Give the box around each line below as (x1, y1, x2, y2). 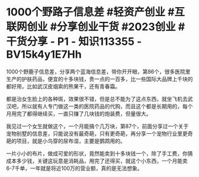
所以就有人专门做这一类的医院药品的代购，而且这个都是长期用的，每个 (21, 103, 193, 110)
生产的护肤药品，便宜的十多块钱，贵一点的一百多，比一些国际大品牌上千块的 (6, 75, 193, 83)
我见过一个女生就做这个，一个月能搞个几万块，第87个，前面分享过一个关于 (6, 122, 189, 130)
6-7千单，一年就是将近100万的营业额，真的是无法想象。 (6, 165, 143, 172)
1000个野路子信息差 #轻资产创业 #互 (6, 5, 185, 19)
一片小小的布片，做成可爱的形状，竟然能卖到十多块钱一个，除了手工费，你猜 (6, 150, 193, 157)
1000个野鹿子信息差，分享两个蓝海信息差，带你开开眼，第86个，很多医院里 (6, 68, 191, 75)
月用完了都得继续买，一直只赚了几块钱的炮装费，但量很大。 (6, 110, 152, 117)
